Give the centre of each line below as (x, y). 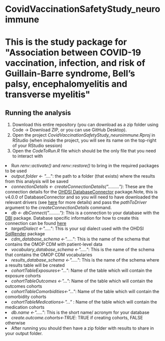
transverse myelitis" (48, 95)
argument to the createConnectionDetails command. (58, 208)
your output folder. (24, 334)
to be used (16, 171)
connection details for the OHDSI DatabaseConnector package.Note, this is (81, 192)
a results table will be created (35, 265)
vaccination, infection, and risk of (75, 63)
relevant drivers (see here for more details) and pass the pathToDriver (76, 202)
